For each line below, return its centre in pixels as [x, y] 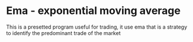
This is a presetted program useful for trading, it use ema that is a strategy [97, 27]
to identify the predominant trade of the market [63, 33]
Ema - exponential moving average [93, 11]
